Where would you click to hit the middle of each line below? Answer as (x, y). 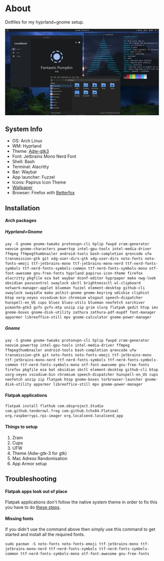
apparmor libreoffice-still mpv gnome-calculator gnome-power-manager (78, 317)
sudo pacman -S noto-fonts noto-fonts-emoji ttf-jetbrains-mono (72, 544)
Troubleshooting (31, 479)
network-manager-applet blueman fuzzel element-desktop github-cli (75, 288)
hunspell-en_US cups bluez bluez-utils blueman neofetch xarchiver (75, 303)
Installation (22, 208)
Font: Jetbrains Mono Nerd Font (44, 156)
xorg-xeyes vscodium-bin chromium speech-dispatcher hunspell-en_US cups (82, 375)
